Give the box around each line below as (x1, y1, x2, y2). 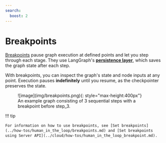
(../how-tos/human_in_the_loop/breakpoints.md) (5, 128, 106, 133)
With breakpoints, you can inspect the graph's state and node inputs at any (5, 72, 160, 78)
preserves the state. (5, 83, 46, 89)
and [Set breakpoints (108, 128, 153, 133)
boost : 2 (9, 13, 28, 18)
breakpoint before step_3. (17, 103, 71, 109)
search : (5, 8, 21, 13)
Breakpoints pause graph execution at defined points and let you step (5, 52, 148, 58)
